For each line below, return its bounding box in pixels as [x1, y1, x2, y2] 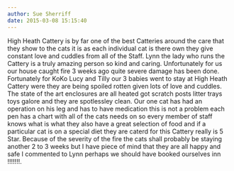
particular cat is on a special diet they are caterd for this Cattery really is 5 [7, 127, 223, 136]
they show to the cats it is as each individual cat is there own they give [7, 44, 213, 53]
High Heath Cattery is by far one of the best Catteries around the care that [7, 36, 225, 45]
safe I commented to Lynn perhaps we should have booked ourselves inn [7, 150, 221, 158]
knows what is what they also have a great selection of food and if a [7, 119, 206, 128]
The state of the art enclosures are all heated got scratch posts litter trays [7, 89, 223, 98]
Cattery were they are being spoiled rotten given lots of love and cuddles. [7, 82, 222, 90]
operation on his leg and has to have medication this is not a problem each [7, 104, 225, 113]
